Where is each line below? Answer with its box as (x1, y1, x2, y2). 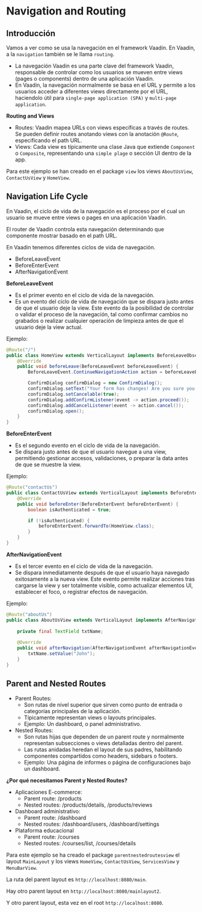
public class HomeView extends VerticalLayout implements (6, 352, 155, 358)
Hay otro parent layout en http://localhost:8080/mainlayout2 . (6, 887, 161, 895)
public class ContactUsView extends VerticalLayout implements (6, 490, 168, 496)
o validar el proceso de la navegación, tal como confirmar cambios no (14, 310, 188, 317)
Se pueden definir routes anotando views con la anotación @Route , (14, 131, 179, 137)
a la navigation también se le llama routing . (6, 51, 115, 58)
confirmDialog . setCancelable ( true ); (28, 391, 120, 397)
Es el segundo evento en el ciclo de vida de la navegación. (14, 442, 161, 449)
